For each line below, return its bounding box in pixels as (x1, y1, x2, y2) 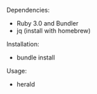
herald (16, 80, 35, 88)
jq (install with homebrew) (16, 27, 91, 35)
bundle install (16, 53, 55, 62)
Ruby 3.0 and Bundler (16, 19, 79, 27)
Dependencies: (6, 6, 50, 14)
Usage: (6, 67, 27, 75)
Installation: (6, 40, 39, 48)
